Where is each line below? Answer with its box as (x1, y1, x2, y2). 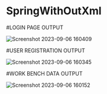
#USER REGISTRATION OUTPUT (6, 46, 86, 54)
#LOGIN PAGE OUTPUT (6, 24, 64, 31)
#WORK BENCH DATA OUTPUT (6, 70, 83, 77)
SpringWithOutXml (6, 4, 102, 18)
